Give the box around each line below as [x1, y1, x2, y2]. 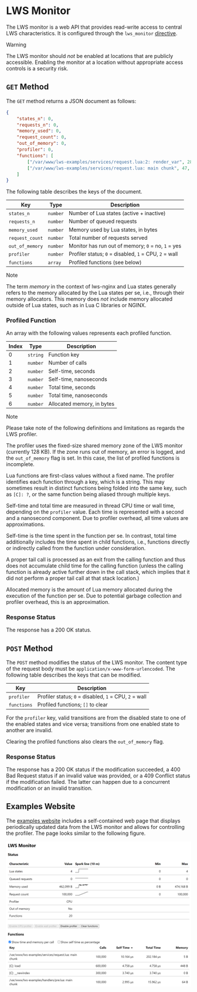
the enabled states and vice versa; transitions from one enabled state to [6, 720, 180, 728]
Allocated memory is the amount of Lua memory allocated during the [6, 586, 173, 593]
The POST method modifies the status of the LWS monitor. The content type [6, 659, 188, 666]
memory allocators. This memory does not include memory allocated [6, 295, 173, 303]
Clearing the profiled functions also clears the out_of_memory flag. [6, 738, 164, 745]
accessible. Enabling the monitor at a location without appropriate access [6, 59, 184, 66]
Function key [48, 351, 80, 358]
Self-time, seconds [48, 368, 96, 375]
